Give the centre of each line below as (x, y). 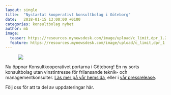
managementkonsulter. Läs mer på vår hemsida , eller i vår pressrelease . (81, 77)
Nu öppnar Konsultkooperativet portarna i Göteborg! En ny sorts (72, 67)
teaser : (18, 38)
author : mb (17, 29)
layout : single (21, 10)
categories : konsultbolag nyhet (39, 24)
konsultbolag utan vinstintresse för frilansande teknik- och (66, 72)
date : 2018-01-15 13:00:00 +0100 (43, 19)
